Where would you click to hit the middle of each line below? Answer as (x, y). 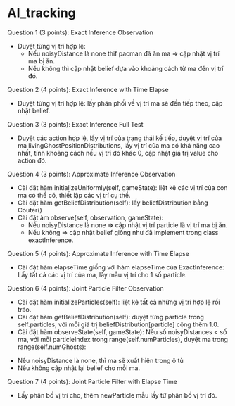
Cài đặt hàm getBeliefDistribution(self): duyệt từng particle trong (110, 317)
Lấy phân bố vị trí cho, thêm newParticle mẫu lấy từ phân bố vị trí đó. (117, 395)
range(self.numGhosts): (52, 347)
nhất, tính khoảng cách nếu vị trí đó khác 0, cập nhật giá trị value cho (118, 153)
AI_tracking (42, 13)
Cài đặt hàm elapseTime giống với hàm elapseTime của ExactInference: (121, 267)
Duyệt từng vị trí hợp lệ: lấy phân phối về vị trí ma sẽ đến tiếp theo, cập (120, 103)
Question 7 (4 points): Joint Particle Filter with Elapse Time (93, 381)
